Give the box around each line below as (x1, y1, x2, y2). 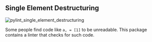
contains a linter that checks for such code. (5, 32, 94, 38)
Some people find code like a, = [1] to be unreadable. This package (5, 27, 147, 33)
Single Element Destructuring (5, 4, 99, 12)
